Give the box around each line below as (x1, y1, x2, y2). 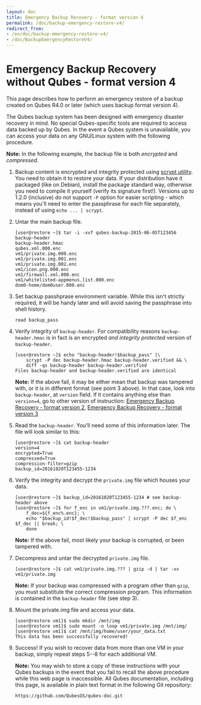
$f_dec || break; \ (14, 520, 64, 527)
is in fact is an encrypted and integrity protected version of (46, 334, 192, 341)
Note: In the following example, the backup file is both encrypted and (6, 150, 178, 157)
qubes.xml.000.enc (14, 245, 61, 251)
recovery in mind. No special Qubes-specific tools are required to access (6, 119, 187, 127)
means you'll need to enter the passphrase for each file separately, (14, 200, 181, 207)
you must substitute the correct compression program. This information (14, 588, 192, 595)
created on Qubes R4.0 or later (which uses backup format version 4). (6, 101, 180, 109)
